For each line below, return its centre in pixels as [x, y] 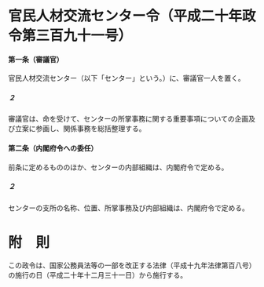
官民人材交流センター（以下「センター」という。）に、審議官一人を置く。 [126, 78]
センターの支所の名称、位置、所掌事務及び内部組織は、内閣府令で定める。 [128, 208]
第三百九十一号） [77, 36]
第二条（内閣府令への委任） [53, 148]
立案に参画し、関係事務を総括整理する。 [80, 129]
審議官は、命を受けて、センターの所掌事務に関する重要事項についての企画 [128, 119]
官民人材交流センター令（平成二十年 [125, 16]
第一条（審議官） [36, 59]
